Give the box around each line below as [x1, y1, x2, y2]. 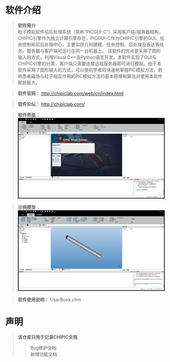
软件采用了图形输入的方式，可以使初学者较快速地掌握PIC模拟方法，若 [17, 67, 163, 73]
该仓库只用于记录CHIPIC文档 [17, 334, 77, 340]
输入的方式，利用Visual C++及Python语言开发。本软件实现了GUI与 [17, 54, 157, 60]
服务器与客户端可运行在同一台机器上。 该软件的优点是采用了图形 [26, 48, 161, 54]
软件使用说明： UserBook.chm [17, 297, 81, 303]
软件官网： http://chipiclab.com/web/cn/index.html [17, 90, 124, 96]
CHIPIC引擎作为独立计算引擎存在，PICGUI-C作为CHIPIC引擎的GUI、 [17, 35, 160, 41]
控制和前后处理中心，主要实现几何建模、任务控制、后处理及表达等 [22, 41, 160, 47]
